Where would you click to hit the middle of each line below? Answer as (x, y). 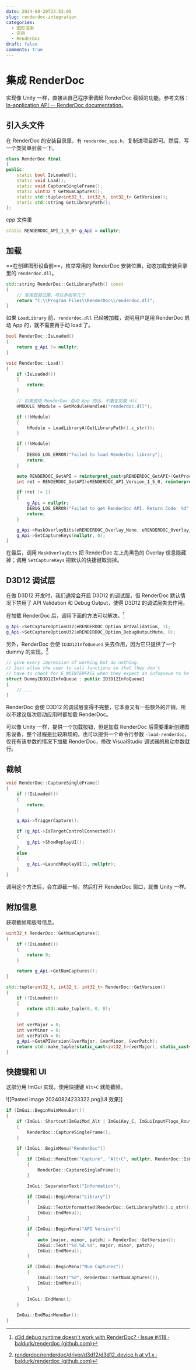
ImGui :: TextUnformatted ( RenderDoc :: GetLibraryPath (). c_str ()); (116, 1208)
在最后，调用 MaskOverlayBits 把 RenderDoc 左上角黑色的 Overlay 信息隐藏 (96, 553)
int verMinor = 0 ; (39, 1030)
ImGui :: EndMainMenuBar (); (48, 1315)
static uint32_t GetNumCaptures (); (60, 191)
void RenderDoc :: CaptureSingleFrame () (53, 783)
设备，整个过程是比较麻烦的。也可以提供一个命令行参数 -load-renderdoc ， (100, 734)
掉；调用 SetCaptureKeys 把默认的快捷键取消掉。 (64, 560)
